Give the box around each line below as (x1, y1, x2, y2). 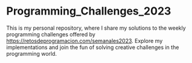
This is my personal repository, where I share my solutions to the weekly (6, 24, 186, 31)
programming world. (6, 50, 57, 57)
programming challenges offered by (6, 30, 95, 38)
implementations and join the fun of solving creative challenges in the (6, 44, 179, 51)
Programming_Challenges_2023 (6, 4, 171, 18)
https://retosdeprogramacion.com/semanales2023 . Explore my (6, 37, 163, 44)
